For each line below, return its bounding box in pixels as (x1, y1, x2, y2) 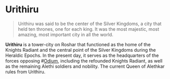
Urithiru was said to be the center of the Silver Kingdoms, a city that (17, 21, 162, 27)
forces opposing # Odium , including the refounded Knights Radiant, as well (5, 57, 163, 64)
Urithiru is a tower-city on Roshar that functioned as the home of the (5, 41, 151, 47)
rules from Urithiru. (5, 68, 46, 75)
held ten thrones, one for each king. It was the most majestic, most (17, 26, 159, 32)
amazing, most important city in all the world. (17, 31, 114, 37)
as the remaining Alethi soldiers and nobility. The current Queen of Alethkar (5, 63, 165, 69)
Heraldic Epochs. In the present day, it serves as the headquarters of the (5, 52, 159, 58)
